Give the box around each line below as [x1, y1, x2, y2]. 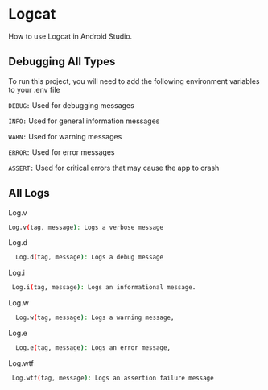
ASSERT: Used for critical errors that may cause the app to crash [8, 163, 220, 172]
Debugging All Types [8, 55, 116, 68]
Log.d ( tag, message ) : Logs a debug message [15, 253, 163, 262]
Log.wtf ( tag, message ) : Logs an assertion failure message [11, 374, 215, 382]
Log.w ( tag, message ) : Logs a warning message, [15, 313, 175, 322]
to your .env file [8, 85, 60, 94]
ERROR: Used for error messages [8, 147, 115, 157]
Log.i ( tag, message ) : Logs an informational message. [11, 284, 196, 292]
